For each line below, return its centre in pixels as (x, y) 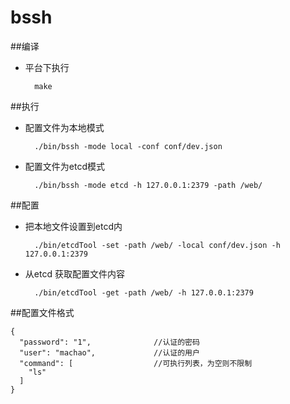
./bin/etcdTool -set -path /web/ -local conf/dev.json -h (157, 245)
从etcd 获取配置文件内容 (74, 273)
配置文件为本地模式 (64, 127)
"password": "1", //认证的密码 (109, 342)
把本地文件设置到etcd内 (73, 226)
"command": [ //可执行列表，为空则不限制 (136, 363)
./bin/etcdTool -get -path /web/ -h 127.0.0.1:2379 (144, 292)
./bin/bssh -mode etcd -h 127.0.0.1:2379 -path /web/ (148, 185)
